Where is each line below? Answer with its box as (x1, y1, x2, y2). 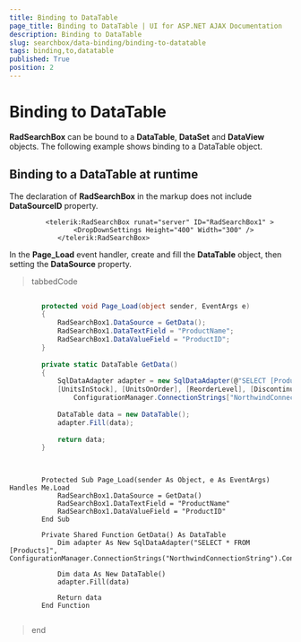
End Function (41, 602, 90, 611)
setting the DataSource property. (9, 258, 133, 269)
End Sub (41, 515, 70, 525)
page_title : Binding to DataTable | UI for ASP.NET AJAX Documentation (9, 22, 282, 30)
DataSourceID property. (9, 200, 99, 211)
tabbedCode (30, 275, 78, 287)
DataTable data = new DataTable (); (56, 410, 191, 419)
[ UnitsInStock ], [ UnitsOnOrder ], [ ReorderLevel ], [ (56, 385, 254, 395)
